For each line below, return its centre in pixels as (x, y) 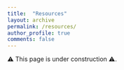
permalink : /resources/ (42, 26)
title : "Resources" (37, 14)
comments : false (31, 40)
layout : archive (31, 20)
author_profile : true (39, 33)
